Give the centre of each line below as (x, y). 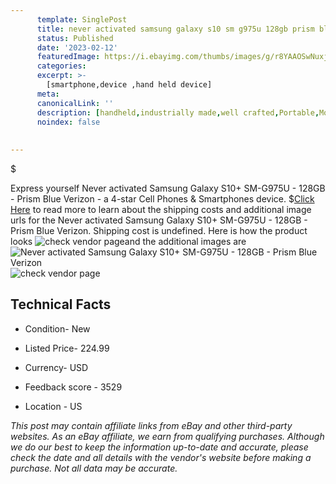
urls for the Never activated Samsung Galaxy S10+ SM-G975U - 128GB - (159, 220)
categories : (61, 66)
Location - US (53, 406)
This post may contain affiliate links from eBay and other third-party (151, 425)
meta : (48, 94)
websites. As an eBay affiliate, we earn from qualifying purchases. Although (167, 436)
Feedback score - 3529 (73, 387)
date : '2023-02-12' (77, 47)
